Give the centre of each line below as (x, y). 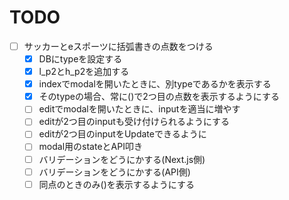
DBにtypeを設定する (80, 59)
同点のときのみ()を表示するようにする (116, 184)
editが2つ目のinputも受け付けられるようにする (134, 122)
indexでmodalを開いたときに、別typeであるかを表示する (155, 84)
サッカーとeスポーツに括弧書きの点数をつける (118, 46)
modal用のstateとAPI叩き (90, 147)
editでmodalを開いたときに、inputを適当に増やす (139, 109)
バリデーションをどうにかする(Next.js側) (122, 159)
